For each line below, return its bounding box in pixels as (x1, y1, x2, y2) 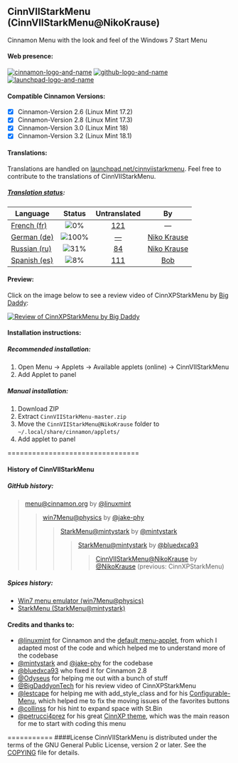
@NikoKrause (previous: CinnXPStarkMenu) (95, 562, 225, 571)
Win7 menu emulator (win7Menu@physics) (17, 596, 144, 605)
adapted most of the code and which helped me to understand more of (17, 644, 226, 653)
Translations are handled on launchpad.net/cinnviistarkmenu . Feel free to (7, 164, 222, 173)
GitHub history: (7, 481, 54, 490)
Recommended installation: (7, 345, 91, 353)
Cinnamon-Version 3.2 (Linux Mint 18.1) (17, 132, 133, 140)
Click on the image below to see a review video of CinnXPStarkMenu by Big (7, 291, 229, 299)
